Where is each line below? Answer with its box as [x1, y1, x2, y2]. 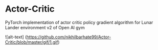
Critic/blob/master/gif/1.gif [5, 39, 58, 45]
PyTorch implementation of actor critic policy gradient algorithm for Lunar [5, 19, 153, 25]
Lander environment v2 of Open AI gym [5, 24, 85, 30]
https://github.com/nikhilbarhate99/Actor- [26, 34, 112, 40]
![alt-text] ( [5, 34, 27, 40]
